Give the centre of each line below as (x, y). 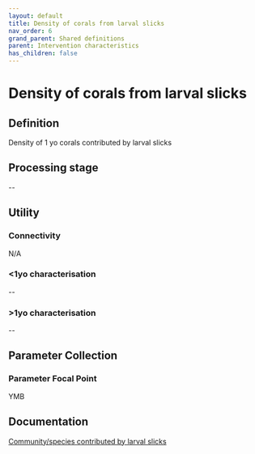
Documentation (49, 422)
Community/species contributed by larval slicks (88, 441)
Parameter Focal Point (53, 379)
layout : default (36, 16)
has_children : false (43, 53)
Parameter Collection (63, 356)
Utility (24, 213)
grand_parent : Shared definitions (67, 38)
